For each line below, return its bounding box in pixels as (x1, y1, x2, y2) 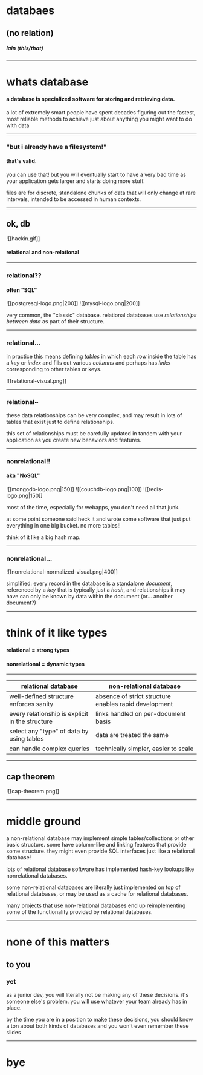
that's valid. (6, 157, 37, 165)
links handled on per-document (95, 710, 186, 718)
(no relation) (6, 28, 54, 38)
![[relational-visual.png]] (6, 377, 66, 385)
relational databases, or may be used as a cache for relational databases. (6, 890, 188, 897)
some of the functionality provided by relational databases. (6, 908, 153, 915)
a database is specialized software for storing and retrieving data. (6, 95, 175, 103)
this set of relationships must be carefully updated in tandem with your (6, 429, 182, 437)
